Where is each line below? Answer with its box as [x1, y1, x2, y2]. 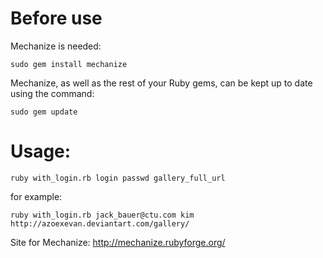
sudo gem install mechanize [10, 59, 128, 69]
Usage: [10, 140, 72, 163]
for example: [10, 190, 63, 202]
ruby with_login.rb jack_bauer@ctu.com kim [10, 210, 195, 220]
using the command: [10, 87, 95, 99]
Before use [10, 7, 103, 30]
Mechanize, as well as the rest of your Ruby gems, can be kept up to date [10, 77, 313, 89]
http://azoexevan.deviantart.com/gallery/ [10, 218, 190, 229]
